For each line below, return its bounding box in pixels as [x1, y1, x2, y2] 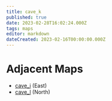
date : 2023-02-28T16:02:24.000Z [6, 20, 87, 26]
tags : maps [6, 25, 34, 32]
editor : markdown [6, 31, 50, 37]
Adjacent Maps [6, 62, 83, 76]
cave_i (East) [14, 82, 47, 89]
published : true [6, 14, 47, 20]
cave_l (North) [14, 88, 51, 96]
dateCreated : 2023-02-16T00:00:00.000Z [6, 36, 106, 42]
